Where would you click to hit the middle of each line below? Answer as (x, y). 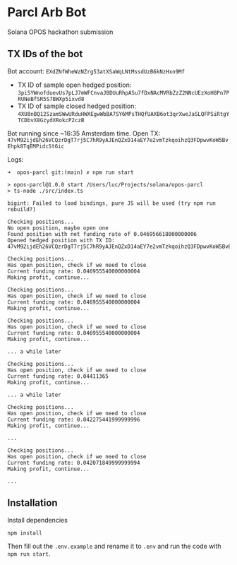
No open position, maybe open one (58, 228)
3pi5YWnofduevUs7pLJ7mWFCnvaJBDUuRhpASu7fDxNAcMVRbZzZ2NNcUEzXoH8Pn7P (123, 93)
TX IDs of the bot (45, 54)
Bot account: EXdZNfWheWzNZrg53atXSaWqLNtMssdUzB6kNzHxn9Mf (96, 71)
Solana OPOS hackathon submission (60, 32)
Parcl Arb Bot (47, 12)
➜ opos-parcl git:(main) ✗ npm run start (71, 172)
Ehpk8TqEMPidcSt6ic (36, 146)
